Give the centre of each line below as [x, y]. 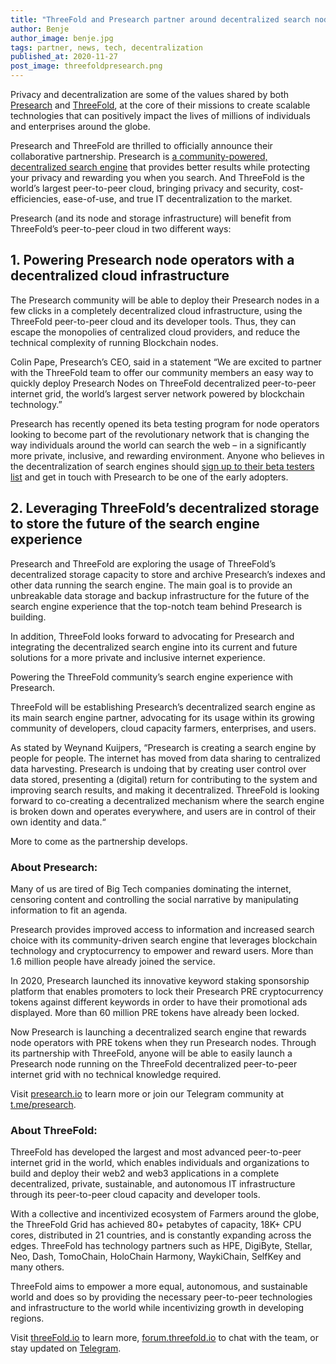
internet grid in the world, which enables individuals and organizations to [160, 1163]
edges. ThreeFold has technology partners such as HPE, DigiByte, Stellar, [161, 1246]
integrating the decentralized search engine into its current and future [154, 647]
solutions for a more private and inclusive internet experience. [138, 657]
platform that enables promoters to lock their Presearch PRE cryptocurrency [167, 991]
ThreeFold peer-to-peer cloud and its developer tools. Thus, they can [153, 321]
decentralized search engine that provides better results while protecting [160, 167]
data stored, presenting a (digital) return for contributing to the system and [164, 779]
